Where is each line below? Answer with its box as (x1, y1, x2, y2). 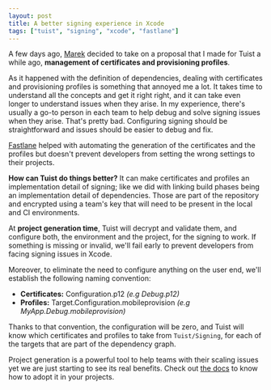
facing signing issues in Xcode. (8, 249, 112, 259)
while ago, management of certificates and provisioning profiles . (8, 57, 231, 67)
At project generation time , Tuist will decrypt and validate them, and (8, 223, 237, 233)
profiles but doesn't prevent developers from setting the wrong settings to (8, 149, 256, 159)
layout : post (8, 11, 53, 20)
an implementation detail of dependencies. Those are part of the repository (8, 191, 260, 201)
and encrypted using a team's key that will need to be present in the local (8, 199, 253, 209)
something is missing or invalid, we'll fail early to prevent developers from (8, 240, 254, 251)
